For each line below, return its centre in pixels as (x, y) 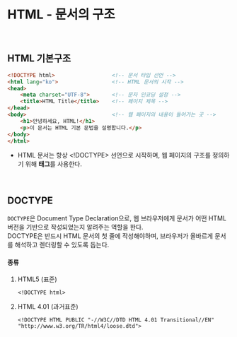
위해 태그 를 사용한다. (54, 164)
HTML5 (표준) (37, 279)
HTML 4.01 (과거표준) (48, 307)
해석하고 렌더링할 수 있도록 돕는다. (62, 245)
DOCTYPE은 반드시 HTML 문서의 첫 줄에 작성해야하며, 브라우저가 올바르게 (110, 236)
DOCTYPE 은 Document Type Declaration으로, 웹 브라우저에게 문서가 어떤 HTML (117, 218)
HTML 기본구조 (39, 58)
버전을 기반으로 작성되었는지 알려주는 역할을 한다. (75, 227)
